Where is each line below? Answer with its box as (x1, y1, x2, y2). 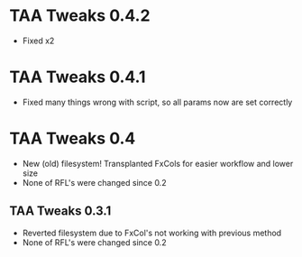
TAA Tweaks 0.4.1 (9, 67, 146, 87)
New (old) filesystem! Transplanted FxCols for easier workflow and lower (22, 158, 294, 169)
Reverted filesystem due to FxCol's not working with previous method (22, 227, 282, 238)
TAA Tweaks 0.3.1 (9, 204, 112, 219)
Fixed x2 (22, 35, 55, 46)
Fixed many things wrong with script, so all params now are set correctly (22, 96, 293, 107)
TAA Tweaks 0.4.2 (9, 5, 151, 26)
